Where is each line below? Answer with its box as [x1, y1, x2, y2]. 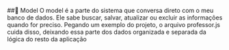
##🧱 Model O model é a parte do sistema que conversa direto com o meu [7, 7, 214, 14]
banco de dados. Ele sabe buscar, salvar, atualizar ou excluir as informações [7, 14, 223, 22]
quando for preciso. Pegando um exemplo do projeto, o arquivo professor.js [7, 21, 221, 28]
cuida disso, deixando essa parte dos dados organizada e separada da [7, 28, 206, 36]
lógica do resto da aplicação [7, 35, 87, 43]
